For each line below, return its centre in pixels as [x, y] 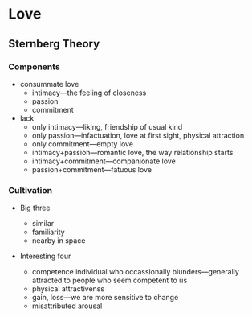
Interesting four [45, 256]
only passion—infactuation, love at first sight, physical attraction [138, 135]
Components [34, 67]
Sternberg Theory [54, 44]
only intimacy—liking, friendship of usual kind [107, 126]
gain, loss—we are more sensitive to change [105, 298]
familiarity [49, 232]
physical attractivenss [68, 289]
